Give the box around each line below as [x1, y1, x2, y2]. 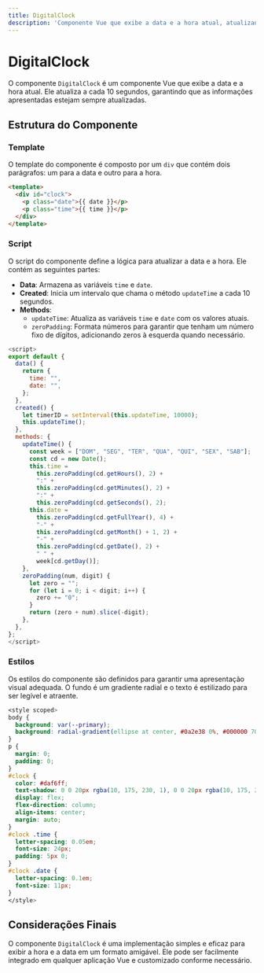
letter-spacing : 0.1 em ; [15, 874, 93, 882]
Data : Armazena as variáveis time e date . [19, 280, 153, 289]
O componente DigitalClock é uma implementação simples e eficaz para [8, 939, 245, 949]
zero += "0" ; [36, 594, 79, 602]
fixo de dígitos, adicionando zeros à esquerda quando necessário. [31, 330, 246, 339]
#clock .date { [8, 867, 58, 875]
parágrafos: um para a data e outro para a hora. [8, 168, 163, 178]
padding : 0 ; [15, 757, 55, 765]
